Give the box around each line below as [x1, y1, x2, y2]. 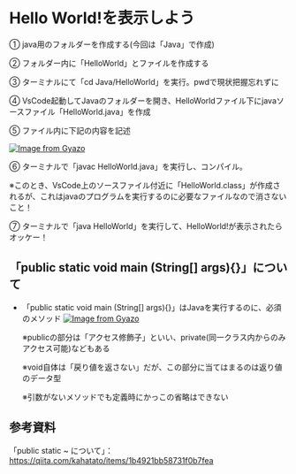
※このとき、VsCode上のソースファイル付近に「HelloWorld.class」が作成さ [9, 180, 281, 190]
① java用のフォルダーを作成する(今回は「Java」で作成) [9, 39, 215, 50]
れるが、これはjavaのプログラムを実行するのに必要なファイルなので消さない [9, 191, 287, 202]
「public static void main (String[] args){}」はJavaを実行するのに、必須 [21, 302, 282, 312]
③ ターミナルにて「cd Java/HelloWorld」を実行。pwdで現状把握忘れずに [9, 76, 280, 87]
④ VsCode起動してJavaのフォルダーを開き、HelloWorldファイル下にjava [9, 95, 277, 106]
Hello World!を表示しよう [9, 8, 195, 28]
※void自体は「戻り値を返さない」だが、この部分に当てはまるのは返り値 [21, 362, 283, 372]
